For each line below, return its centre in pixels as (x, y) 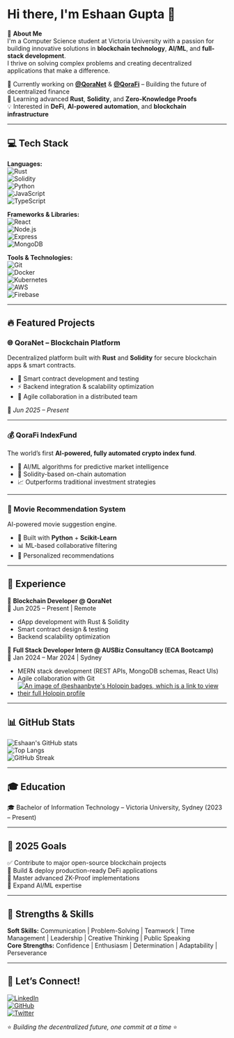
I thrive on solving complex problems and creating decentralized (100, 63)
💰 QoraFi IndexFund (42, 435)
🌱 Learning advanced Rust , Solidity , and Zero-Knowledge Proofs (102, 99)
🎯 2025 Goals (37, 846)
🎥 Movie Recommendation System (67, 509)
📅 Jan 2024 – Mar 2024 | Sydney (55, 657)
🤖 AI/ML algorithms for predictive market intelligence (93, 466)
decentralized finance (38, 91)
